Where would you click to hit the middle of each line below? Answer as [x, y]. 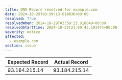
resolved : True [21, 18]
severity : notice [23, 32]
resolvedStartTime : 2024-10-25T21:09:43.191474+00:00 [61, 28]
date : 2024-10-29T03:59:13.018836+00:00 [47, 14]
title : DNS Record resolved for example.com [51, 9]
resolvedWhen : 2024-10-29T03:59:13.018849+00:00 [56, 23]
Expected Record [28, 62]
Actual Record [71, 62]
